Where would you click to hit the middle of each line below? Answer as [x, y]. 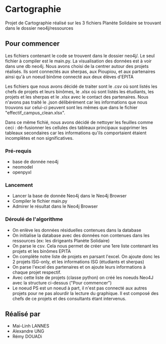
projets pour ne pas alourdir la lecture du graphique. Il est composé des [85, 293]
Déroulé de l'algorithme [34, 219]
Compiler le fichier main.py [40, 201]
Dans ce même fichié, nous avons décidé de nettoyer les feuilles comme [79, 122]
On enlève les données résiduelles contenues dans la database [77, 230]
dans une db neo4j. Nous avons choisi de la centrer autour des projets [77, 66]
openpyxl [22, 172]
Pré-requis [18, 151]
